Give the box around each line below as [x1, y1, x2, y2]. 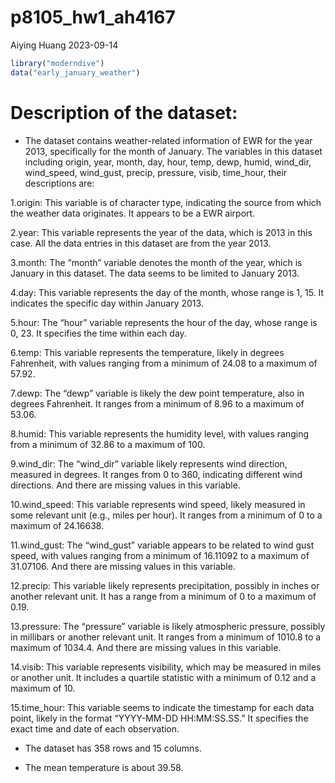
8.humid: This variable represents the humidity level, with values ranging [10, 427, 310, 440]
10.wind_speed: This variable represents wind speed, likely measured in [10, 498, 306, 510]
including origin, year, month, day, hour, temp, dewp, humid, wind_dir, [24, 156, 312, 168]
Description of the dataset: [10, 101, 238, 124]
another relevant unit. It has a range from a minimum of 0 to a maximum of [10, 590, 317, 602]
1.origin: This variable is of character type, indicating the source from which [10, 196, 322, 208]
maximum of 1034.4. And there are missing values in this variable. [10, 641, 282, 653]
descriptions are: [24, 177, 95, 189]
